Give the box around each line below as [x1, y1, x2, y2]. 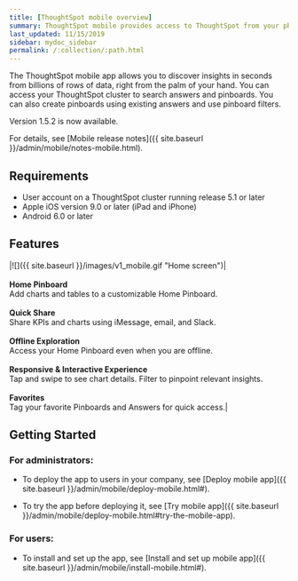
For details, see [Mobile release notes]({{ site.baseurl [9, 133, 204, 144]
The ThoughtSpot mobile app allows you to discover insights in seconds [9, 70, 273, 81]
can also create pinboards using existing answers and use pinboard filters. [9, 99, 282, 109]
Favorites [9, 392, 45, 402]
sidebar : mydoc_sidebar [9, 37, 98, 47]
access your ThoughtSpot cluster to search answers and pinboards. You [9, 90, 273, 100]
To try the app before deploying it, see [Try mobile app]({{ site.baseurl [21, 501, 279, 512]
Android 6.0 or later [21, 211, 94, 221]
